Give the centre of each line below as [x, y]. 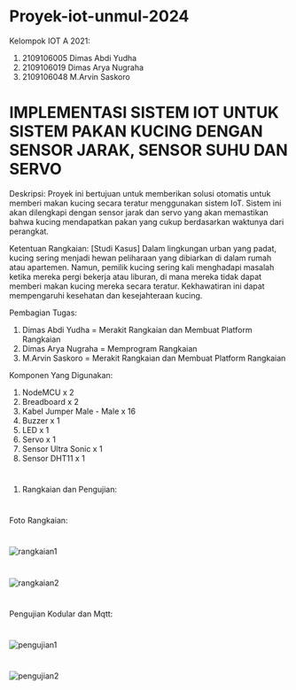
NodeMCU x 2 [48, 392]
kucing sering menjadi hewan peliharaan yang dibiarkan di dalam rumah [140, 258]
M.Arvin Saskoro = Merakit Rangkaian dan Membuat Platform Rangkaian [154, 358]
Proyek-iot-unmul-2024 [99, 16]
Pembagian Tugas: [43, 313]
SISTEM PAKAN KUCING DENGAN [136, 132]
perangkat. [29, 231]
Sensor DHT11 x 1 [54, 458]
